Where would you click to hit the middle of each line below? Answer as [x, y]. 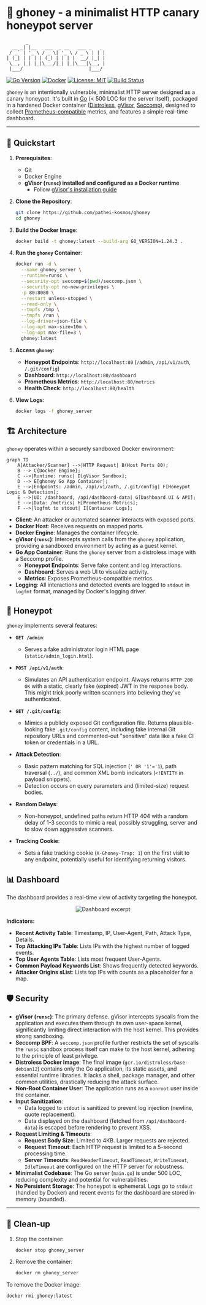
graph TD [17, 460]
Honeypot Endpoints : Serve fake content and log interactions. [103, 565]
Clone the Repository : [44, 201]
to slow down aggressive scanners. [69, 829]
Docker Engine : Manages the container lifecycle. [77, 533]
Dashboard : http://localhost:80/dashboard [80, 375]
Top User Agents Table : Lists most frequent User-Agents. [88, 959]
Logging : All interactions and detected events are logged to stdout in [102, 585]
